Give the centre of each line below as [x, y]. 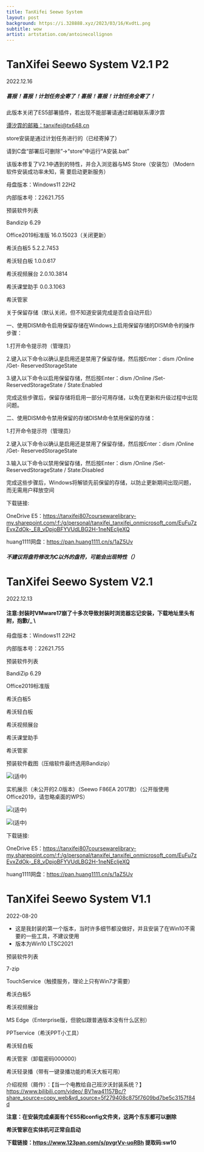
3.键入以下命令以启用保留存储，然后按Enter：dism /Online [79, 378]
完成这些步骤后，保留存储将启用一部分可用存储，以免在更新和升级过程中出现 [102, 398]
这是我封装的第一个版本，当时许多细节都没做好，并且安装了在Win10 [100, 928]
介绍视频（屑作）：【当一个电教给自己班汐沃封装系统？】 [75, 1084]
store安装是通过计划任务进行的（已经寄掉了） [63, 138]
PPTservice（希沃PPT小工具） [44, 1032]
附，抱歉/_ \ [21, 621]
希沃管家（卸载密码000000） [43, 1058]
